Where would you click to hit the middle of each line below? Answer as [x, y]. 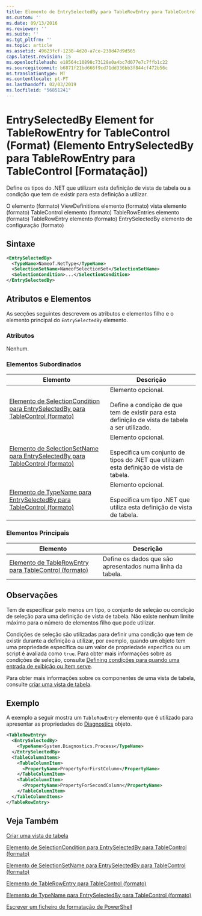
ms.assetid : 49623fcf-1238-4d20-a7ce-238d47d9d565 [71, 51]
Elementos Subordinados [44, 364]
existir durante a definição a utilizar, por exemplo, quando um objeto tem [96, 640]
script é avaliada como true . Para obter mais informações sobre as [89, 653]
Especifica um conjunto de [147, 452]
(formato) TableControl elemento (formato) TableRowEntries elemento [93, 212]
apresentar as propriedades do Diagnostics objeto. [69, 724]
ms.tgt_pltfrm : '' [29, 40]
